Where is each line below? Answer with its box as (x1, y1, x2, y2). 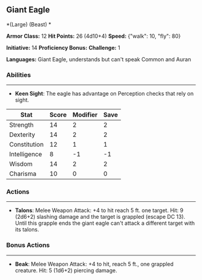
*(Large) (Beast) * (6, 20, 52, 28)
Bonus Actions (6, 241, 50, 249)
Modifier (72, 111, 98, 119)
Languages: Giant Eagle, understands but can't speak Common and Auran (6, 55, 191, 62)
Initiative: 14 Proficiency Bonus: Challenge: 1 (6, 44, 120, 51)
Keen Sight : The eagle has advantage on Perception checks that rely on (14, 90, 194, 97)
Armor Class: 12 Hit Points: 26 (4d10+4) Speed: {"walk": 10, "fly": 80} (6, 32, 182, 40)
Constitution (9, 141, 44, 149)
